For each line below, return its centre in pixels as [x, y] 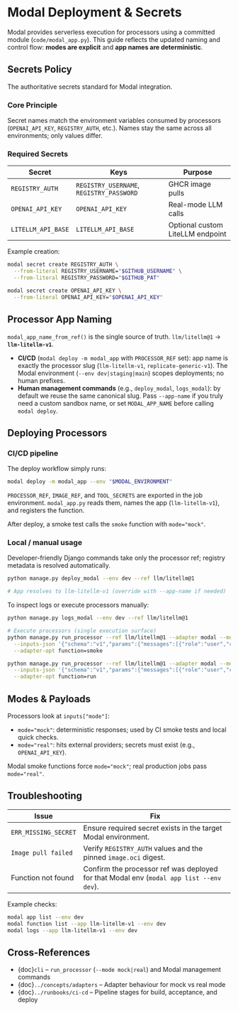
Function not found [42, 877]
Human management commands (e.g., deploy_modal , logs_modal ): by [119, 388]
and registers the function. [46, 510]
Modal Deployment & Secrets [95, 12]
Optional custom [195, 225]
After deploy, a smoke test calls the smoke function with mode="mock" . [107, 524]
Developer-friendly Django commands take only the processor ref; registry [116, 558]
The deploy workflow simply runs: [57, 469]
